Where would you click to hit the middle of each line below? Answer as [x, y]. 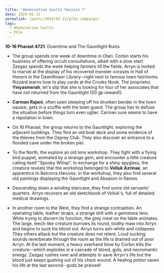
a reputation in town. [33, 118]
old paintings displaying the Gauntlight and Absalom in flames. [75, 178]
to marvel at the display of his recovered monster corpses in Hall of [80, 71]
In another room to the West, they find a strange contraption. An [77, 208]
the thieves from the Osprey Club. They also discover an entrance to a [83, 137]
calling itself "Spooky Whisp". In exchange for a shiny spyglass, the [80, 163]
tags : [11, 23]
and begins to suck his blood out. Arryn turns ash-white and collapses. [84, 229]
